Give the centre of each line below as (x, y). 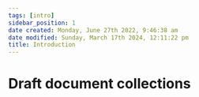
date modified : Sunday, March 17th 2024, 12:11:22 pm (99, 37)
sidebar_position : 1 (42, 23)
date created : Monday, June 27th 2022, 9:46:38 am (93, 30)
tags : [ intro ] (32, 15)
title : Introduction (42, 45)
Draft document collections (99, 84)
